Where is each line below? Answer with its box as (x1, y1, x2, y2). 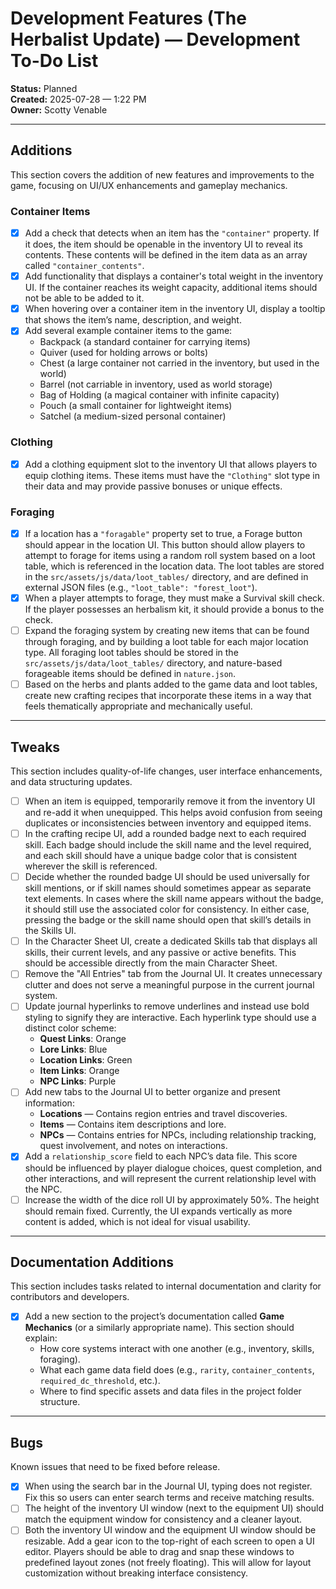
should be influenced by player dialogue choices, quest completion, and (24, 1162, 323, 1174)
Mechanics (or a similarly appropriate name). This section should (24, 1322, 295, 1334)
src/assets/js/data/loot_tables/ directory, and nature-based (24, 657, 283, 669)
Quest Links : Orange (39, 1033, 127, 1045)
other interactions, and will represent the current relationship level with (24, 1172, 317, 1184)
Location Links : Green (39, 1054, 133, 1066)
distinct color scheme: (24, 1022, 117, 1034)
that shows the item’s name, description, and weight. (24, 314, 242, 326)
